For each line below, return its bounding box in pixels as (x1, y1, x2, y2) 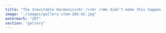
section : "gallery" (5, 20, 46, 26)
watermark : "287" (5, 16, 41, 21)
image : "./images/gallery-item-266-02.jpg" (5, 12, 97, 16)
